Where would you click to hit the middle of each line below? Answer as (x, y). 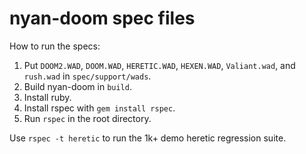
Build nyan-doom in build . (77, 86)
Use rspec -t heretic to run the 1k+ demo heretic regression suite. (148, 138)
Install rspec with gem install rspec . (99, 108)
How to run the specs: (55, 46)
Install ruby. (47, 97)
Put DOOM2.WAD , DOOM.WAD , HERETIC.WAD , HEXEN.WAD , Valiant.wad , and (159, 65)
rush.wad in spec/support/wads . (87, 76)
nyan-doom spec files (102, 18)
